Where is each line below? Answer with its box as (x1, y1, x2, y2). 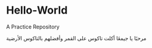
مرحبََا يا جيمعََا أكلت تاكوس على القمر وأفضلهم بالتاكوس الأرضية (6, 34, 147, 41)
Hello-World (6, 4, 68, 17)
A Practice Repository (6, 23, 60, 30)
